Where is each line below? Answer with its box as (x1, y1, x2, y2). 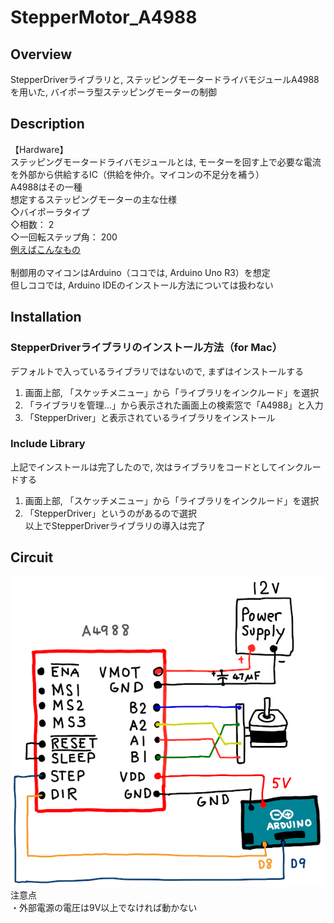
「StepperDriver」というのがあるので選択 (24, 507, 198, 519)
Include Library (10, 437, 86, 451)
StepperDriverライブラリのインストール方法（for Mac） (10, 341, 283, 355)
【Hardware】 (10, 143, 69, 155)
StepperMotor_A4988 (10, 6, 198, 29)
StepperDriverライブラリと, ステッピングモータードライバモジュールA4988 (10, 74, 320, 85)
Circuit (10, 549, 54, 566)
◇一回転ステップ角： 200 (10, 231, 118, 243)
